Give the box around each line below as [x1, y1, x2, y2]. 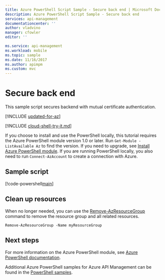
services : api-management [5, 16, 58, 21]
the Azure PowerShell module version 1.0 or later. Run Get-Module [5, 138, 137, 144]
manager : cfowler [5, 30, 41, 35]
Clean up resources [5, 195, 66, 203]
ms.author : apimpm [5, 62, 43, 67]
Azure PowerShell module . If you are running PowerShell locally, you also [5, 148, 153, 154]
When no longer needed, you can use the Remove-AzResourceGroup [5, 208, 145, 214]
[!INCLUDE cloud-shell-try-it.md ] [5, 123, 72, 129]
